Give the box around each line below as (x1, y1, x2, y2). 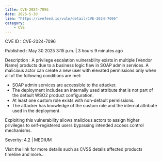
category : (5, 20, 25, 26)
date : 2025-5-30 (5, 12, 38, 16)
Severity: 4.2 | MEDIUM (5, 137, 52, 143)
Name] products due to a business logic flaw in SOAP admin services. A (5, 63, 149, 68)
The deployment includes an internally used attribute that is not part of (12, 87, 153, 93)
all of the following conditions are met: (5, 73, 81, 79)
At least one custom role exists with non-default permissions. (12, 97, 135, 103)
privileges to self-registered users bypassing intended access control (5, 122, 144, 129)
